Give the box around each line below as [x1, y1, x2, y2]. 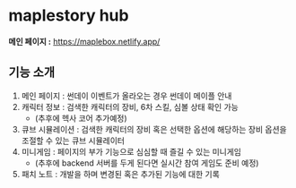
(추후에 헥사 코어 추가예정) [34, 113, 127, 124]
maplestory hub [8, 5, 129, 26]
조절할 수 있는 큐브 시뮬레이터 [21, 135, 125, 146]
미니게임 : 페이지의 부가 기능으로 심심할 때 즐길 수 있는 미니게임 [21, 146, 241, 157]
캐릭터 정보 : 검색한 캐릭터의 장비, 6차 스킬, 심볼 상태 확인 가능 [21, 101, 239, 112]
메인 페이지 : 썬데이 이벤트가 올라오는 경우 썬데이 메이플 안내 [21, 90, 232, 101]
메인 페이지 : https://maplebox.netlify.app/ [8, 36, 161, 47]
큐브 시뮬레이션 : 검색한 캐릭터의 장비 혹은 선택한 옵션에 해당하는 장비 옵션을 [21, 124, 288, 134]
